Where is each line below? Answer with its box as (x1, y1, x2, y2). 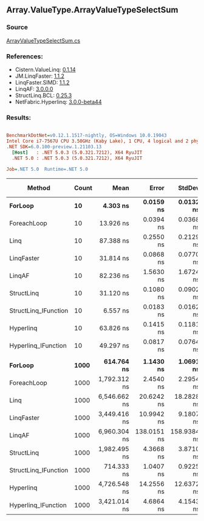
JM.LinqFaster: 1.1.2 (15, 72, 65, 80)
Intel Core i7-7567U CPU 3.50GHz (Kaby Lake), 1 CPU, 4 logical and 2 (6, 138, 189, 145)
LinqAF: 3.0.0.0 (15, 85, 53, 92)
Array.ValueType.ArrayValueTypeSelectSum (6, 5, 178, 15)
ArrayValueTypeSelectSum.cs (6, 36, 81, 44)
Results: (6, 113, 32, 122)
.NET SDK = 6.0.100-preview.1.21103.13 (6, 144, 102, 150)
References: (6, 52, 44, 60)
